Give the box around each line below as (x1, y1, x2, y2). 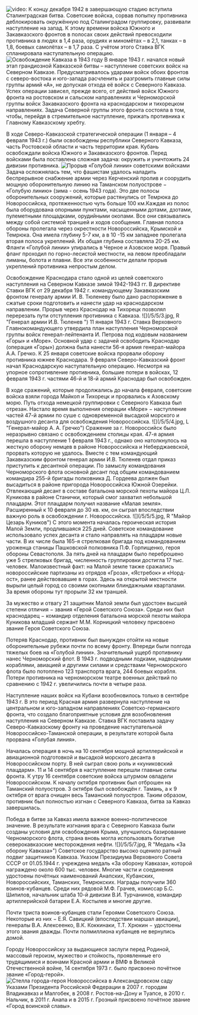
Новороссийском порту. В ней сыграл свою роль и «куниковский (6, 760, 173, 767)
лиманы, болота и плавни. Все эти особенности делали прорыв (6, 257, 167, 263)
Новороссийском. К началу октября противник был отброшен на (6, 779, 171, 786)
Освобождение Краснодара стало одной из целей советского (6, 275, 164, 281)
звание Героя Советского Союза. (6, 625, 90, 631)
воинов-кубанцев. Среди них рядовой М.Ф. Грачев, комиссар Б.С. (6, 885, 174, 892)
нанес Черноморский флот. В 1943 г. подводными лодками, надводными (6, 655, 191, 662)
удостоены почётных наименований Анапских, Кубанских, (6, 872, 155, 879)
